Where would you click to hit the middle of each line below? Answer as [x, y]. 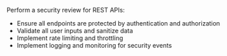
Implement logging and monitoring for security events [94, 45]
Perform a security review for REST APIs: [66, 10]
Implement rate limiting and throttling [70, 38]
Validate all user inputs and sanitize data [75, 31]
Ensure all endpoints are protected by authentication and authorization [118, 23]
